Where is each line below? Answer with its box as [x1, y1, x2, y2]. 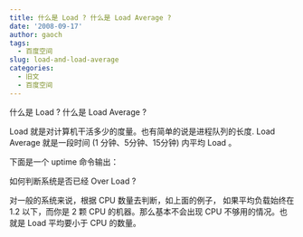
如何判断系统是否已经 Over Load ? [9, 175, 137, 186]
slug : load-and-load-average [9, 55, 119, 64]
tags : [9, 38, 30, 48]
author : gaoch [9, 30, 63, 39]
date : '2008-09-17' [9, 22, 83, 31]
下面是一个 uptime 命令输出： [9, 156, 119, 167]
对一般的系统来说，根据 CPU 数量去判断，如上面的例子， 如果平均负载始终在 [9, 194, 295, 205]
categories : [9, 64, 54, 73]
